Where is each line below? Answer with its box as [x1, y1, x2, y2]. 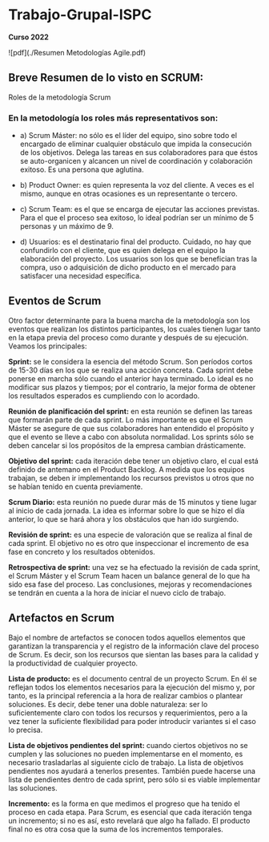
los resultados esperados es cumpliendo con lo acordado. [8, 391, 200, 401]
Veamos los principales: [8, 341, 87, 351]
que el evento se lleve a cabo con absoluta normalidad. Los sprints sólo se [8, 432, 255, 441]
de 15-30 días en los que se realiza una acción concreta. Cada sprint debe [8, 365, 254, 375]
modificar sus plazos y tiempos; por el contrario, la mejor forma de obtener [8, 382, 256, 392]
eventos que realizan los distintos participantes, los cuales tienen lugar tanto [8, 323, 261, 334]
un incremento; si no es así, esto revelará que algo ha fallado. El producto [8, 816, 251, 825]
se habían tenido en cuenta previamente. [8, 482, 143, 491]
